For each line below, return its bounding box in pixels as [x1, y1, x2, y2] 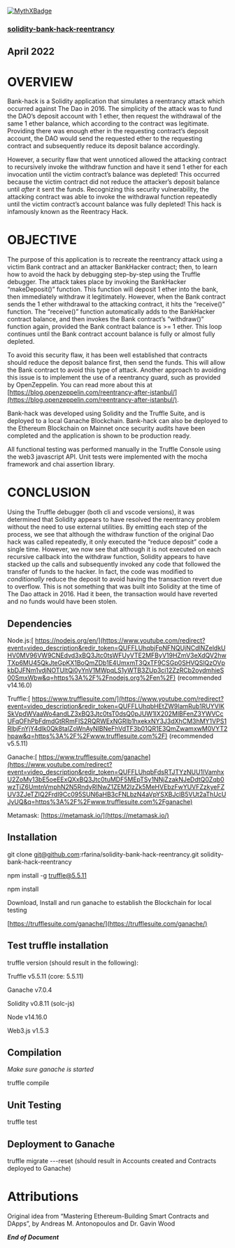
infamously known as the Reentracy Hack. [7, 208, 129, 216]
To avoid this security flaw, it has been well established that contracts [7, 351, 208, 359]
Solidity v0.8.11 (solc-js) [7, 999, 75, 1007]
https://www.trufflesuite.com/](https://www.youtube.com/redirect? [31, 695, 224, 703]
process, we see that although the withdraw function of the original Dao [7, 530, 215, 539]
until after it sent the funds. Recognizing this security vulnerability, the [7, 185, 210, 194]
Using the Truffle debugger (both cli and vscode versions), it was [7, 508, 195, 516]
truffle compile [7, 1079, 50, 1087]
